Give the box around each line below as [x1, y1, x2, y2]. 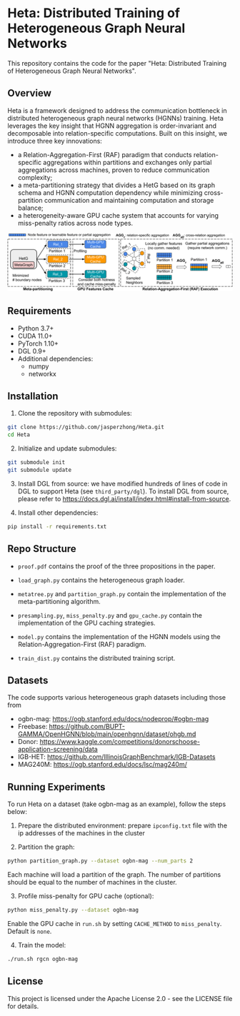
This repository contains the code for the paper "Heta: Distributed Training [7, 59, 227, 67]
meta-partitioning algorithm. [17, 597, 101, 605]
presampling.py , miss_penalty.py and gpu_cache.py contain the [17, 610, 202, 619]
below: [7, 808, 27, 816]
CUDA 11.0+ [17, 331, 53, 340]
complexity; [17, 173, 53, 181]
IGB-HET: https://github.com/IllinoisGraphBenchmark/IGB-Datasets [17, 753, 216, 761]
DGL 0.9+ [17, 346, 46, 355]
